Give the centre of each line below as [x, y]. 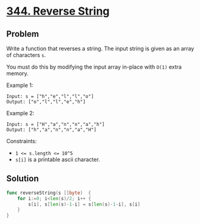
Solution [23, 179]
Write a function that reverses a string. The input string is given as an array [100, 48]
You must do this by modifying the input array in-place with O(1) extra [94, 67]
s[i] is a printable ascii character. [58, 159]
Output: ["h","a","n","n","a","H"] [52, 130]
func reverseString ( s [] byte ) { [49, 193]
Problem [23, 34]
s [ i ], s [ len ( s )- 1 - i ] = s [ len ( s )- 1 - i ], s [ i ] [84, 204]
